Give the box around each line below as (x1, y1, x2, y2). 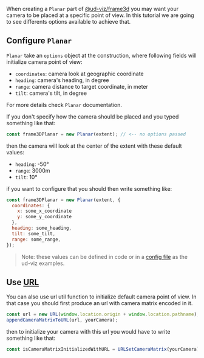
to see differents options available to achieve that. (6, 18, 131, 25)
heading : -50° (15, 160, 49, 168)
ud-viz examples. (21, 260, 65, 267)
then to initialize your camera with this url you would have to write (6, 328, 171, 336)
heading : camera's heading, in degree (15, 76, 109, 84)
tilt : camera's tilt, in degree (15, 89, 87, 97)
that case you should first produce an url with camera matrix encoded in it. (6, 300, 193, 307)
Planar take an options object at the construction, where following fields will (6, 52, 197, 59)
